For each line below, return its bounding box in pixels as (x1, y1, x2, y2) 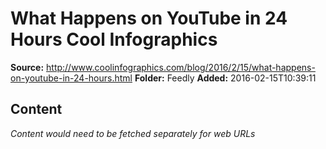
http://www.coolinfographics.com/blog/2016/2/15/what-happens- (46, 61, 316, 73)
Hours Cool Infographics (10, 28, 218, 51)
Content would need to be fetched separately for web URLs (10, 127, 256, 139)
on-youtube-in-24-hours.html (10, 72, 133, 84)
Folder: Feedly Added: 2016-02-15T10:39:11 (134, 72, 317, 84)
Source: (10, 61, 45, 73)
